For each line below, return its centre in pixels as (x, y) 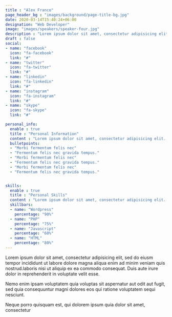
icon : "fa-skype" (28, 110)
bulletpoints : (25, 143)
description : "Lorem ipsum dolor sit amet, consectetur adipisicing (81, 34)
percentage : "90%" (34, 214)
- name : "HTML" (26, 238)
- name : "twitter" (25, 63)
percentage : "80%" (34, 243)
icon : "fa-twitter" (31, 67)
